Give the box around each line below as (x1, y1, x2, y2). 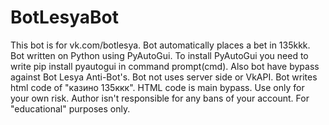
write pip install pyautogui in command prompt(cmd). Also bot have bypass (10, 60, 320, 72)
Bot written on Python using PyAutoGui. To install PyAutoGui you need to (10, 49, 309, 61)
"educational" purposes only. (10, 102, 131, 115)
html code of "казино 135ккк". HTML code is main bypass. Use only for (10, 81, 305, 93)
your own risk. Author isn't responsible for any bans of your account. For (10, 92, 310, 104)
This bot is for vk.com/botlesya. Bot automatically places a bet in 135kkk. (10, 39, 311, 51)
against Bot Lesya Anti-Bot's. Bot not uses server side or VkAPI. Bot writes (10, 71, 318, 83)
